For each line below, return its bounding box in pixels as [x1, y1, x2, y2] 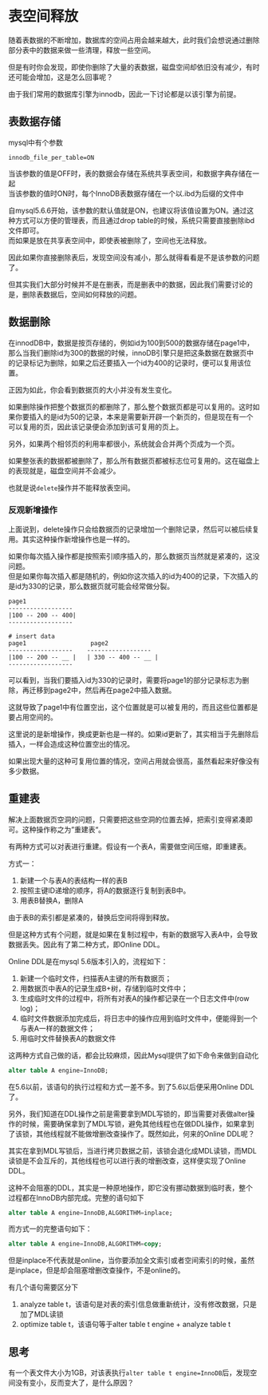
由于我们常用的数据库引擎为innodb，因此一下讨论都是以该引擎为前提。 [8, 89, 241, 98]
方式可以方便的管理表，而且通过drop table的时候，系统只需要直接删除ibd [14, 215, 255, 225]
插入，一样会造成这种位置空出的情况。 [8, 739, 134, 748]
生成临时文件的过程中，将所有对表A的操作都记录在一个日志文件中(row [19, 993, 250, 1003]
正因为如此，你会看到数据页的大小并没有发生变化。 [8, 385, 176, 394]
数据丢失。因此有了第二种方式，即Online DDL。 [8, 939, 165, 949]
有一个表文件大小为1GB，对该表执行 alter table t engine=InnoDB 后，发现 [8, 1368, 250, 1377]
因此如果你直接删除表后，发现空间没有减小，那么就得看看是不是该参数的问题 [8, 253, 260, 262]
